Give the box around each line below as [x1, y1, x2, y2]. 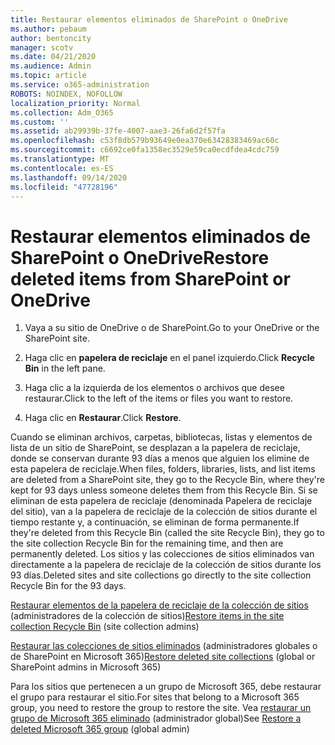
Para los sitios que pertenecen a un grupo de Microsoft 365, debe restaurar [10, 681, 322, 693]
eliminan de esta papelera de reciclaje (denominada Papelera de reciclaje [10, 495, 313, 507]
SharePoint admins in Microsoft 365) [10, 661, 162, 673]
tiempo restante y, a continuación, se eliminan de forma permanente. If [10, 516, 300, 528]
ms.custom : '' [10, 117, 70, 127]
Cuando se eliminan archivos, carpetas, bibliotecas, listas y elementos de [10, 431, 313, 443]
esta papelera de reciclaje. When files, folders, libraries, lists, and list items [10, 463, 316, 475]
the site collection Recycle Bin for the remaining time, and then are [10, 537, 284, 550]
